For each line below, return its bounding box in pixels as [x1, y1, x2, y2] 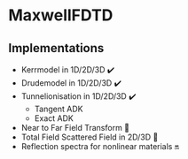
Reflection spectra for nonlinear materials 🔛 [20, 141, 179, 151]
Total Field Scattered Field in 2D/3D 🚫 [20, 132, 159, 142]
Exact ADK [34, 113, 74, 124]
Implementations [8, 41, 105, 56]
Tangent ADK [34, 103, 83, 114]
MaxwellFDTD [8, 5, 114, 26]
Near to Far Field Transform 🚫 [20, 123, 130, 132]
